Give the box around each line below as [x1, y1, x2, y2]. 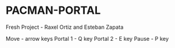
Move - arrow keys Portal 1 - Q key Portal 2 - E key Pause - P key [5, 35, 169, 42]
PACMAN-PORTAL [5, 4, 101, 17]
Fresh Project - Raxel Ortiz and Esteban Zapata [5, 23, 124, 31]
